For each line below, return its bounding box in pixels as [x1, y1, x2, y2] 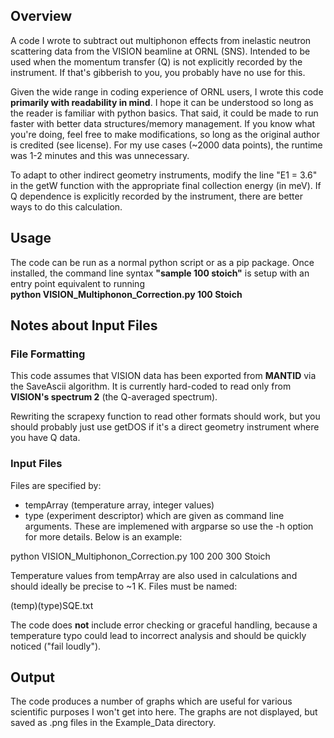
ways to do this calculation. [10, 200, 123, 213]
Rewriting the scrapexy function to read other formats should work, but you [10, 410, 321, 423]
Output [10, 669, 55, 686]
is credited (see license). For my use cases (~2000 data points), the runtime [10, 139, 323, 151]
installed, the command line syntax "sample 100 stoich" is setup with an [10, 267, 310, 279]
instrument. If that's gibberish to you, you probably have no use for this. [10, 66, 306, 78]
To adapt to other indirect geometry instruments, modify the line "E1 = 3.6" [10, 169, 318, 181]
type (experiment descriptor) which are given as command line [24, 509, 285, 521]
